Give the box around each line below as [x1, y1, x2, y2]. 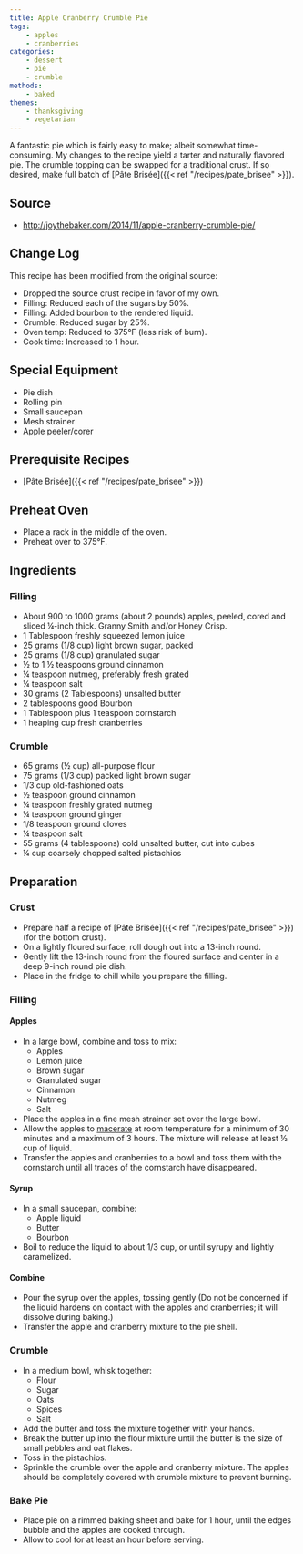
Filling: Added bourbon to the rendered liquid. [22, 307, 194, 318]
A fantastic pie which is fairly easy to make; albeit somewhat [9, 140, 237, 151]
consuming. [9, 149, 54, 160]
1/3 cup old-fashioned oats [22, 780, 125, 791]
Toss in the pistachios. [22, 1452, 107, 1463]
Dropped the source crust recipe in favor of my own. [22, 288, 220, 299]
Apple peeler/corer [22, 425, 94, 436]
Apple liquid [35, 1212, 82, 1223]
